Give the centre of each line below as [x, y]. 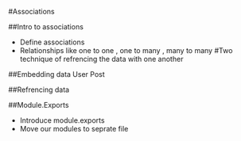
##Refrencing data [39, 90]
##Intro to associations [46, 27]
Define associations [52, 42]
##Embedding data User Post [56, 74]
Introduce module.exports [62, 120]
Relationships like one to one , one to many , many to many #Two [126, 50]
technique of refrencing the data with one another [101, 59]
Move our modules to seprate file [74, 129]
